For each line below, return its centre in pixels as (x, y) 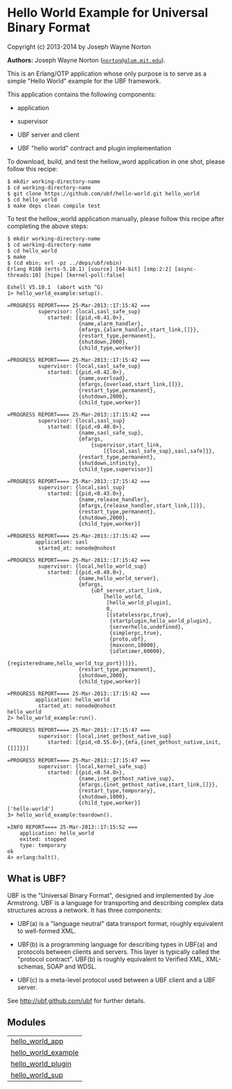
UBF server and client (48, 134)
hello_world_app (37, 1041)
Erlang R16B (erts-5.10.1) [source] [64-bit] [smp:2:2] (89, 269)
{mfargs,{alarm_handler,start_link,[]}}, (139, 330)
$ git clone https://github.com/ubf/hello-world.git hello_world (103, 193)
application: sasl (62, 542)
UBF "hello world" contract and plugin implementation (94, 148)
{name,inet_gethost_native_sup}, (127, 778)
